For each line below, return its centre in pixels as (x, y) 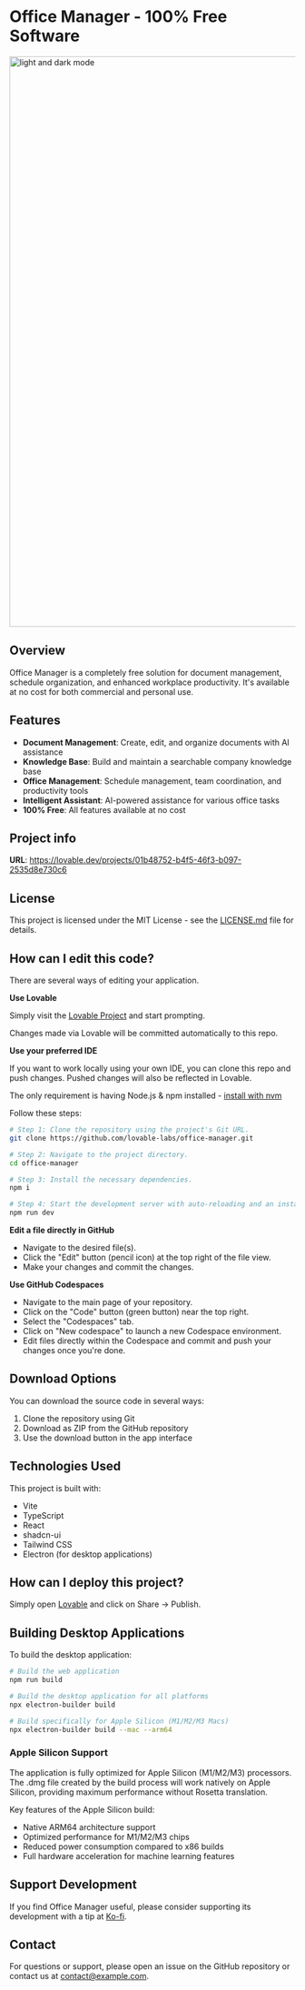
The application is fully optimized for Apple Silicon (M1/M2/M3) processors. (151, 1772)
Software (44, 36)
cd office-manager (44, 1163)
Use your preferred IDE (54, 1050)
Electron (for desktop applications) (87, 1554)
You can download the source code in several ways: (107, 1401)
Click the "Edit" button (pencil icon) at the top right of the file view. (147, 1257)
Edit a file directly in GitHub (62, 1230)
